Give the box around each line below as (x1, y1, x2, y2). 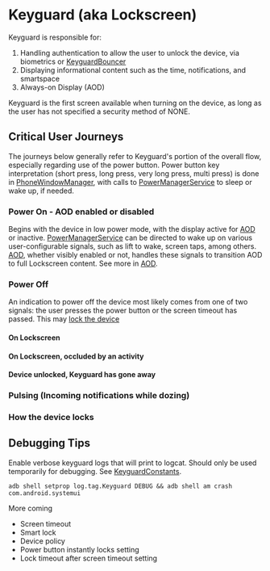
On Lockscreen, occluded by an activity (8, 351, 144, 361)
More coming (8, 503, 53, 513)
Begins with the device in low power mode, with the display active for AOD (8, 225, 255, 234)
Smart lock (19, 527, 56, 537)
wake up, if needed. (8, 186, 75, 195)
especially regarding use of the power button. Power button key (8, 160, 220, 170)
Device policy (19, 535, 66, 546)
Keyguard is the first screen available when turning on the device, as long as (8, 98, 262, 107)
